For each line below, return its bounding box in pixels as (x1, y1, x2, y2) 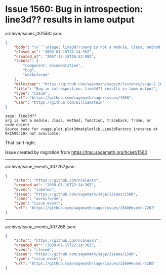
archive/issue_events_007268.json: (5, 223, 77, 229)
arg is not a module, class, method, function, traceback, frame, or (5, 118, 152, 123)
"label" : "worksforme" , (14, 196, 63, 202)
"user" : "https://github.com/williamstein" (14, 100, 105, 105)
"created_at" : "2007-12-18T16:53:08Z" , (14, 54, 96, 59)
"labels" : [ (14, 59, 39, 64)
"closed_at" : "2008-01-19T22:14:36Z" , (14, 49, 94, 54)
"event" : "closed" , (14, 247, 54, 252)
